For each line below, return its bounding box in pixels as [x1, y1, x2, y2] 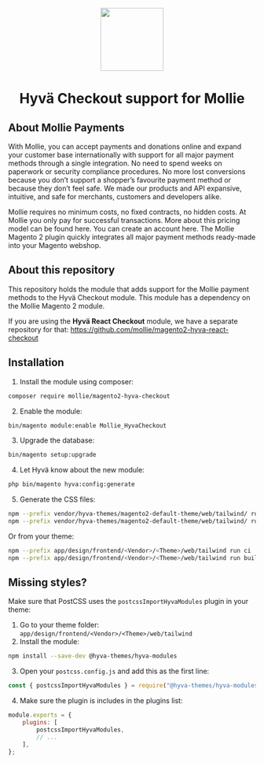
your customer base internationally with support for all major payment [8, 150, 234, 159]
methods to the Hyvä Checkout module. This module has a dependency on [8, 292, 251, 302]
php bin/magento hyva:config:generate [8, 480, 135, 488]
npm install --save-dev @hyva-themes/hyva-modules [8, 652, 178, 661]
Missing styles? [8, 576, 88, 590]
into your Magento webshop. [8, 241, 101, 250]
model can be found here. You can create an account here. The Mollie [8, 224, 235, 233]
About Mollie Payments [8, 120, 125, 134]
